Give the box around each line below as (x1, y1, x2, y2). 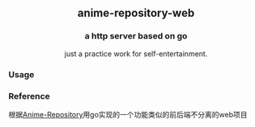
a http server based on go (84, 31, 188, 42)
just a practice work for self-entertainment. (64, 48, 208, 59)
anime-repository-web (77, 6, 195, 20)
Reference (8, 90, 50, 101)
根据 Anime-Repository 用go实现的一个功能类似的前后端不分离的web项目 (8, 109, 249, 119)
